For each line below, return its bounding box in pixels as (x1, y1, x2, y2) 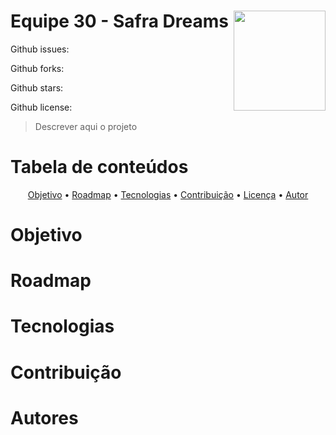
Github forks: (10, 62, 65, 74)
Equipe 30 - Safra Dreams (10, 10, 229, 33)
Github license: (10, 101, 73, 113)
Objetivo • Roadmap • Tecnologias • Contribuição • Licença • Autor (27, 188, 309, 200)
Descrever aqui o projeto (34, 120, 138, 132)
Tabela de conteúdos (10, 156, 189, 179)
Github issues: (10, 43, 70, 55)
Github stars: (10, 81, 64, 94)
